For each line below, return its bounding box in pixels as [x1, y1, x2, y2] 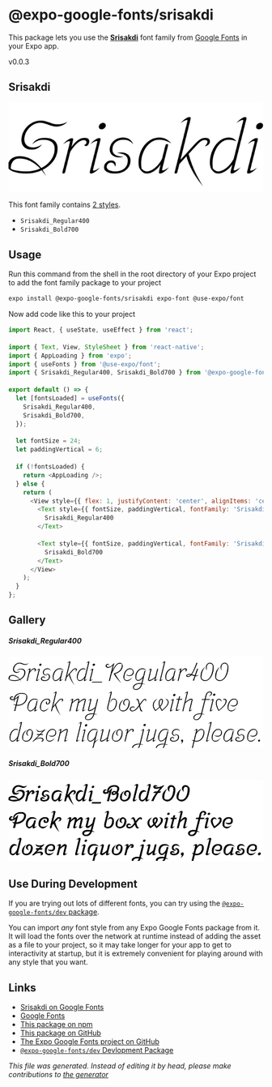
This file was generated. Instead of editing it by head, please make [8, 1060, 232, 1071]
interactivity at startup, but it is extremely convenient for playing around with [8, 948, 263, 958]
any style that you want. [8, 957, 89, 967]
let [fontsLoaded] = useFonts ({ [15, 395, 125, 403]
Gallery [8, 614, 46, 627]
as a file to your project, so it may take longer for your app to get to [8, 940, 232, 950]
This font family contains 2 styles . [8, 200, 121, 210]
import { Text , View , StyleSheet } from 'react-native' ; [8, 343, 205, 351]
